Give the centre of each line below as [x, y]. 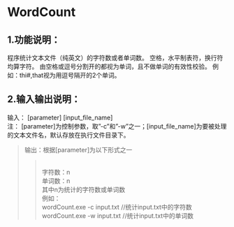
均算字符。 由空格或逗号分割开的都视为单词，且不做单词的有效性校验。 [109, 66]
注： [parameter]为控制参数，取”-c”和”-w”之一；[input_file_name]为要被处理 [117, 126]
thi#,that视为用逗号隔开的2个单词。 [70, 75]
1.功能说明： [34, 39]
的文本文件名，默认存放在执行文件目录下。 [68, 135]
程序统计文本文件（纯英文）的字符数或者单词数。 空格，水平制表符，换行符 [115, 58]
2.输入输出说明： [44, 100]
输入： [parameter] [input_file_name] [60, 117]
